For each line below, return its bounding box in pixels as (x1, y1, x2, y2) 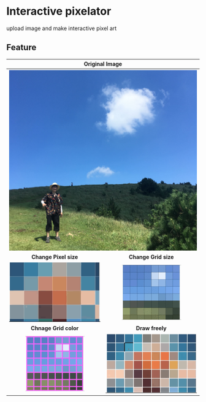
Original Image (83, 60, 123, 68)
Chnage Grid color (30, 325, 79, 332)
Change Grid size (128, 253, 174, 261)
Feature (6, 42, 37, 53)
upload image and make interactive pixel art (6, 25, 117, 32)
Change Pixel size (31, 253, 78, 261)
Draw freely (135, 325, 167, 332)
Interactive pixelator (6, 4, 112, 18)
